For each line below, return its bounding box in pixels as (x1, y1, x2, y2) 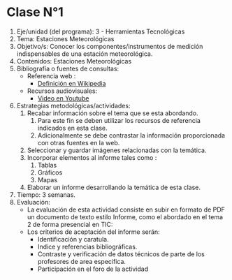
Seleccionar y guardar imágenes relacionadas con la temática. (27, 146, 207, 154)
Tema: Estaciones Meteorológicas (16, 34, 115, 43)
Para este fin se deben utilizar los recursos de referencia (37, 116, 201, 124)
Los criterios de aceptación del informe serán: (27, 228, 160, 236)
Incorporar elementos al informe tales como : (27, 153, 157, 161)
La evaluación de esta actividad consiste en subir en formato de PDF (27, 205, 225, 214)
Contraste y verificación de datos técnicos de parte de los (37, 249, 205, 258)
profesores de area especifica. (37, 257, 126, 265)
